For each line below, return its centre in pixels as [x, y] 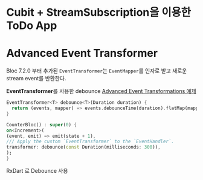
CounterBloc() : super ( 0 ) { [42, 124]
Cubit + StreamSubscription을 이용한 [99, 12]
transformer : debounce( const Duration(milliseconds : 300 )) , [84, 147]
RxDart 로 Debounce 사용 [37, 170]
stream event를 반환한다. [36, 79]
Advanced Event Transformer [82, 53]
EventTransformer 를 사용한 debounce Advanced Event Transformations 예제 [101, 91]
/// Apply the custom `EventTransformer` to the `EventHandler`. [90, 142]
